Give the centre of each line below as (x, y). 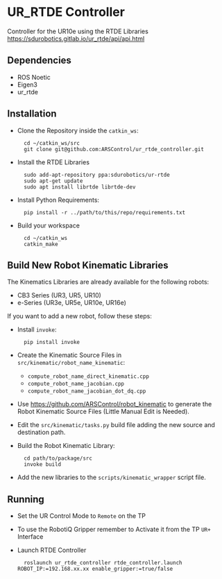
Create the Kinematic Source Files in (69, 355)
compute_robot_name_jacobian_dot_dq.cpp (87, 391)
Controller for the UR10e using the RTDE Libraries (78, 31)
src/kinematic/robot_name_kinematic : (71, 363)
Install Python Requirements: (58, 200)
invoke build (43, 465)
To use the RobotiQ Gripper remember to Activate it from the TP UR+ (114, 529)
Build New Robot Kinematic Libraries (88, 265)
